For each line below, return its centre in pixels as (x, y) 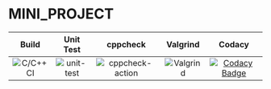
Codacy (234, 44)
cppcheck (127, 44)
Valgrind (183, 44)
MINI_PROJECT (61, 14)
